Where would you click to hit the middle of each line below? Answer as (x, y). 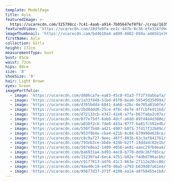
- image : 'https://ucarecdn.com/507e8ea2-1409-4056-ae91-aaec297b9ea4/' (89, 148)
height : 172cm (20, 48)
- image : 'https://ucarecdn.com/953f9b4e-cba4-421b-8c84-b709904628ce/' (89, 133)
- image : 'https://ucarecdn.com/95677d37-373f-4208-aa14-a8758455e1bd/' (89, 171)
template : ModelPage (27, 10)
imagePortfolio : (23, 90)
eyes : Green (18, 86)
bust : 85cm (17, 57)
